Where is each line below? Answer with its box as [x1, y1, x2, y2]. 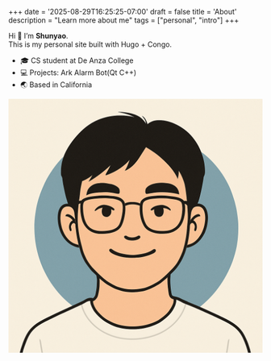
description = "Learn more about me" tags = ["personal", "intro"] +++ [8, 15, 240, 25]
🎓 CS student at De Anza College [19, 56, 134, 65]
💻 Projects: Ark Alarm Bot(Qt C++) [19, 68, 137, 77]
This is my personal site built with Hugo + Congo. [8, 39, 172, 49]
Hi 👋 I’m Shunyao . [8, 31, 69, 40]
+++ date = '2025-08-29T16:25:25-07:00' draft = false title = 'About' [8, 7, 237, 16]
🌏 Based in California [19, 80, 93, 89]
